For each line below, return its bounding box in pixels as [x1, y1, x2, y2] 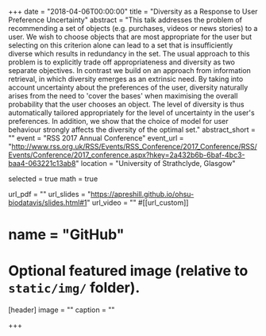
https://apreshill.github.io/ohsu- [90, 190, 195, 199]
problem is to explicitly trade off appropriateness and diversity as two [8, 57, 236, 67]
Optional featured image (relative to [8, 262, 249, 280]
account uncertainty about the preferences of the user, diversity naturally [8, 83, 249, 92]
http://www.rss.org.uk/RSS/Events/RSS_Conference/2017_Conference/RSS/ [11, 142, 257, 151]
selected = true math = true [8, 174, 98, 183]
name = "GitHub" [8, 226, 125, 244]
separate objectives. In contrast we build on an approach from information [8, 66, 252, 75]
